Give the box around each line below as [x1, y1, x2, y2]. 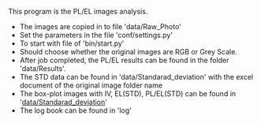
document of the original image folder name [19, 80, 163, 90]
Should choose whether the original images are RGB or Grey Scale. [19, 47, 238, 56]
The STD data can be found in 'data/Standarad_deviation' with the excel [19, 73, 254, 81]
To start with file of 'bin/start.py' [19, 39, 125, 48]
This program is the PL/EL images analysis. [8, 7, 148, 16]
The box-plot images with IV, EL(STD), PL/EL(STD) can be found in [19, 89, 237, 98]
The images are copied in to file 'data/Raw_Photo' [19, 22, 181, 31]
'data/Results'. [19, 64, 66, 73]
